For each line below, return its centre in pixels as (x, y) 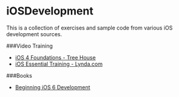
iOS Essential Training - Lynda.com (59, 64)
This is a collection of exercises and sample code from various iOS (89, 28)
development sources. (34, 34)
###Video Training (30, 46)
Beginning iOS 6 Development (52, 87)
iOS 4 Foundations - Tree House (55, 57)
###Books (19, 75)
